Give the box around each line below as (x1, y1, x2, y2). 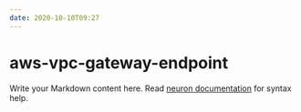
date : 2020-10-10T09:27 (9, 13, 100, 23)
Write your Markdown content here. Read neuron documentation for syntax (9, 83, 292, 94)
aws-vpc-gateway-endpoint (9, 52, 229, 73)
